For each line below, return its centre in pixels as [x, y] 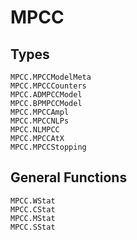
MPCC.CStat [33, 209]
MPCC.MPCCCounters [48, 86]
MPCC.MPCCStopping [48, 147]
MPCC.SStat [33, 227]
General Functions [69, 177]
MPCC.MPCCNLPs [40, 121]
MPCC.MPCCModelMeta [51, 77]
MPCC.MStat [33, 218]
